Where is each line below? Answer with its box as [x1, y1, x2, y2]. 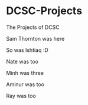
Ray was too [6, 92, 37, 99]
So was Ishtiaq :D [6, 46, 48, 54]
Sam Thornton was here [6, 35, 65, 42]
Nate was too [6, 58, 38, 65]
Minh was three [6, 69, 44, 76]
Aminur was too [6, 81, 44, 88]
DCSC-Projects [6, 4, 83, 18]
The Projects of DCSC [6, 24, 60, 31]
